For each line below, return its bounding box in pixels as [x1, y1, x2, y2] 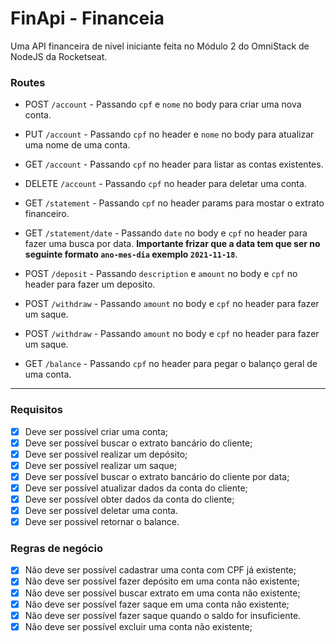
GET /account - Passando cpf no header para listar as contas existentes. [24, 158, 324, 171]
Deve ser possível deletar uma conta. [24, 504, 179, 516]
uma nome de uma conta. [24, 139, 131, 151]
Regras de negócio [10, 542, 103, 556]
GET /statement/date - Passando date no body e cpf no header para [24, 227, 308, 239]
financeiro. [24, 208, 70, 220]
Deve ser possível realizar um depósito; [24, 448, 188, 460]
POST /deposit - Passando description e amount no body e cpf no [24, 268, 298, 280]
